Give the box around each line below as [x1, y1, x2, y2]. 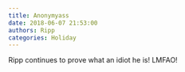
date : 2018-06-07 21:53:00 [8, 19, 98, 27]
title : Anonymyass [8, 11, 69, 20]
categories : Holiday [8, 33, 77, 42]
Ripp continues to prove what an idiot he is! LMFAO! [8, 55, 178, 65]
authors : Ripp [8, 26, 56, 34]
